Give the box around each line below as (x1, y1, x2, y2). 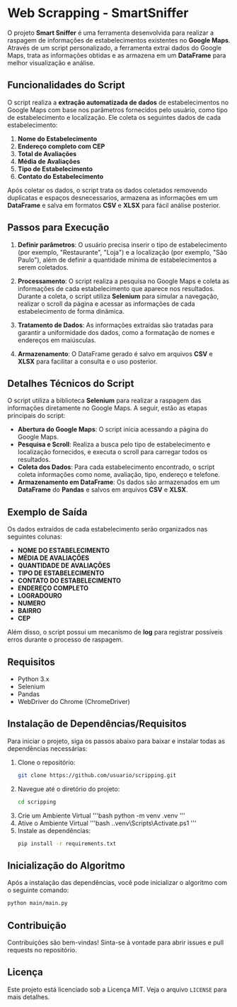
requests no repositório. (7, 945, 77, 954)
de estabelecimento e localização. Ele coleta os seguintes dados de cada (7, 113, 221, 121)
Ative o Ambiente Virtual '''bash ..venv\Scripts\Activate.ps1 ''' (17, 818, 197, 827)
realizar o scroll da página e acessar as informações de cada (17, 299, 196, 308)
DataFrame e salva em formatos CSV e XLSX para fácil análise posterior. (7, 201, 221, 209)
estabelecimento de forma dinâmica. (17, 307, 125, 315)
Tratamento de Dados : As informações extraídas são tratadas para (17, 321, 214, 329)
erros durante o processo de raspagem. (7, 635, 124, 644)
